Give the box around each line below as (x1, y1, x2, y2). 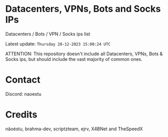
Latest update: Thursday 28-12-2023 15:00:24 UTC (5, 40, 111, 47)
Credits (5, 109, 38, 121)
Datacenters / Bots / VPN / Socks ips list (5, 31, 90, 37)
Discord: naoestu (5, 90, 42, 97)
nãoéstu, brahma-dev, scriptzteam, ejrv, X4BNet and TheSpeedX (5, 126, 143, 132)
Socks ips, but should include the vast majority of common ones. (5, 56, 143, 62)
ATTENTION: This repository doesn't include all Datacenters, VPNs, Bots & (5, 51, 163, 57)
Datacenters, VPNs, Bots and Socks (5, 3, 161, 15)
